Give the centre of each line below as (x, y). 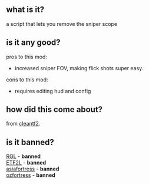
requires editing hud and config (53, 91)
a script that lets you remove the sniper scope (62, 24)
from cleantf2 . (23, 124)
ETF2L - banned (26, 163)
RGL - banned (24, 156)
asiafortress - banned (33, 169)
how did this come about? (54, 109)
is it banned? (30, 142)
